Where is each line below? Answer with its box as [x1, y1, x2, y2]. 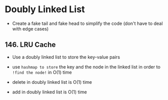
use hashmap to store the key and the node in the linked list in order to [12, 63, 161, 70]
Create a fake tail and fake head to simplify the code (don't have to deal [12, 20, 163, 26]
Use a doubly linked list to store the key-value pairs [12, 54, 121, 60]
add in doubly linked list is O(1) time [12, 89, 87, 95]
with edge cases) [12, 25, 49, 31]
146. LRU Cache [5, 41, 56, 49]
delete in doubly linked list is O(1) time [12, 79, 92, 85]
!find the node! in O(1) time [12, 69, 72, 75]
